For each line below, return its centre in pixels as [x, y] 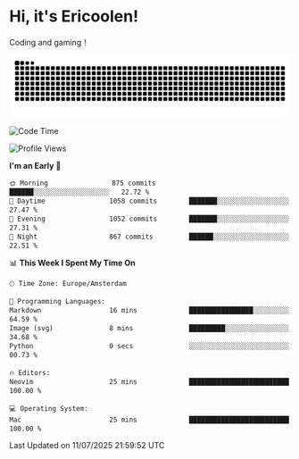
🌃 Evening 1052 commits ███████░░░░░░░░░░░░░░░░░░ [149, 219]
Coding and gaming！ [49, 42]
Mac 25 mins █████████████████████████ [149, 420]
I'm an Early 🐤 [35, 165]
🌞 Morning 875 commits [83, 183]
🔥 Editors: [30, 372]
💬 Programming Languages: [57, 301]
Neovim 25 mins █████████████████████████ [149, 381]
